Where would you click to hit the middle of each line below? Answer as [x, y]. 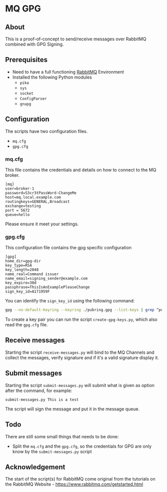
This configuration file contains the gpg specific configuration [68, 248]
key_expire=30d [21, 283]
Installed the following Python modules [52, 77]
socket [27, 93]
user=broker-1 [20, 189]
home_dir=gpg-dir [23, 261]
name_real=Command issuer [32, 274]
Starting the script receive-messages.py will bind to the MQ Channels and [80, 352]
